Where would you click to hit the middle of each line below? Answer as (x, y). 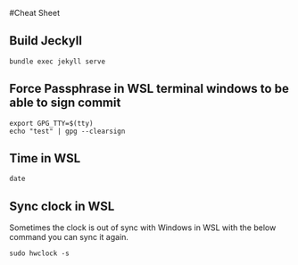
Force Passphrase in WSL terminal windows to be (149, 89)
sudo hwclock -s (39, 253)
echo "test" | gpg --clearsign (67, 131)
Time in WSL (45, 158)
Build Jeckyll (46, 41)
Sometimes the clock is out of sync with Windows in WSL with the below (143, 228)
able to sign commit (65, 103)
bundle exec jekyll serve (57, 62)
